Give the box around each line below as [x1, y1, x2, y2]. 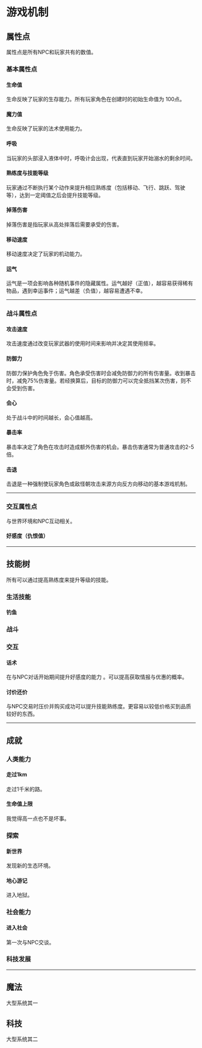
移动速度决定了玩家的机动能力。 [6, 251, 85, 258]
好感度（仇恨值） [6, 532, 49, 540]
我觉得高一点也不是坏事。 [6, 815, 70, 822]
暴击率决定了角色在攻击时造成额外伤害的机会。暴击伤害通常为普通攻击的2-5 [6, 443, 194, 451]
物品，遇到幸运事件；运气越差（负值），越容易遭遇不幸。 [6, 287, 146, 295]
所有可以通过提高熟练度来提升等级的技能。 [6, 576, 112, 583]
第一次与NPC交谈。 [6, 938, 55, 946]
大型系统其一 [6, 999, 38, 1006]
